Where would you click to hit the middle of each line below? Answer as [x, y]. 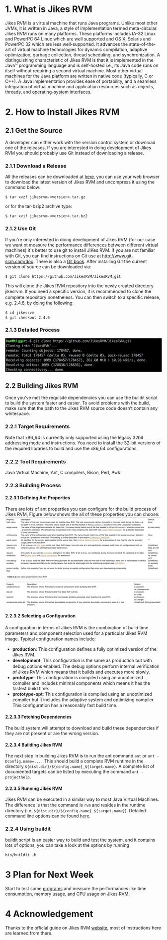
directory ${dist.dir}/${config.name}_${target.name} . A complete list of [80, 766]
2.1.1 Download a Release [36, 166]
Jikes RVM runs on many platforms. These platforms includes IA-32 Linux [80, 33]
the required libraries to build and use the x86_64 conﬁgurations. [72, 448]
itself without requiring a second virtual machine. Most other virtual [74, 70]
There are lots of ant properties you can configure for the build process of [81, 509]
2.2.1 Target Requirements [38, 426]
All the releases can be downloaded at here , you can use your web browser [83, 177]
